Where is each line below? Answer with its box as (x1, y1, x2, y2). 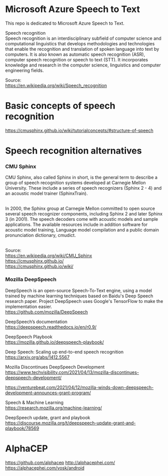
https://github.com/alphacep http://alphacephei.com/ (5, 459, 115, 465)
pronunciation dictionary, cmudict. (5, 232, 76, 239)
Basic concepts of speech (5, 100, 115, 112)
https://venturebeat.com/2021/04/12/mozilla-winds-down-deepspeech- (5, 384, 154, 390)
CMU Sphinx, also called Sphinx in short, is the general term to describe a (5, 175, 158, 181)
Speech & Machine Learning (5, 399, 64, 406)
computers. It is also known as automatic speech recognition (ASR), (5, 51, 145, 57)
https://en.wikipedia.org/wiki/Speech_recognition (5, 82, 107, 89)
